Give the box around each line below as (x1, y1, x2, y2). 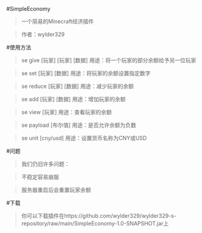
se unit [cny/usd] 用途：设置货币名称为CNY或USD (21, 134, 147, 142)
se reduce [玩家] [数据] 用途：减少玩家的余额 (21, 82, 134, 90)
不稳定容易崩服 (21, 173, 59, 181)
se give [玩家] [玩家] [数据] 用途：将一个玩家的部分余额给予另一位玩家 (21, 57, 197, 63)
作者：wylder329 (21, 30, 65, 38)
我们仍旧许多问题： (21, 160, 70, 167)
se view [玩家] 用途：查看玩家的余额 (21, 109, 112, 115)
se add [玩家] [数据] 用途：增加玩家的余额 (21, 96, 126, 102)
